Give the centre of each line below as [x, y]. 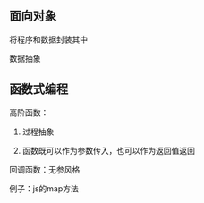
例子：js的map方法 [44, 188]
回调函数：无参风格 [45, 169]
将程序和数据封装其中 [48, 39]
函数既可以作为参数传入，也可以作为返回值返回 [108, 150]
